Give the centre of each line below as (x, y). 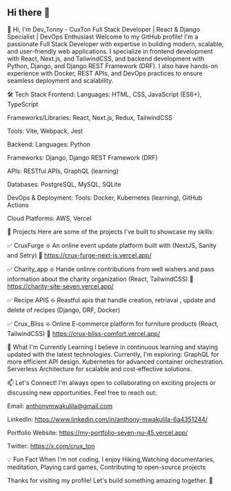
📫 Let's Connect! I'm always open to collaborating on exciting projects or (111, 382)
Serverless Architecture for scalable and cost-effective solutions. (100, 368)
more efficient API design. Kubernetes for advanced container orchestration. (116, 362)
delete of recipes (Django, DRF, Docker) (64, 310)
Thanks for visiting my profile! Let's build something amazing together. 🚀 (110, 480)
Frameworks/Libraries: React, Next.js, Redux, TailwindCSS (90, 117)
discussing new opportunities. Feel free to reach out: (82, 393)
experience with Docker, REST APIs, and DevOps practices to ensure (105, 73)
